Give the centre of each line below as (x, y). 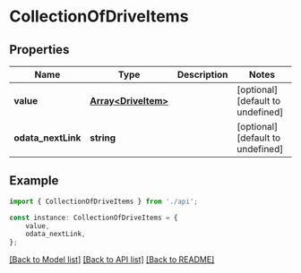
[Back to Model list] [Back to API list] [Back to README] (112, 260)
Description (202, 75)
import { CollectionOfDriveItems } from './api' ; (104, 201)
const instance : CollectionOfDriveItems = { (94, 218)
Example (34, 181)
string (103, 138)
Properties (39, 50)
